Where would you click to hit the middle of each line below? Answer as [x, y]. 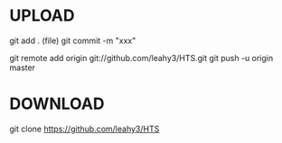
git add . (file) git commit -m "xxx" [73, 40]
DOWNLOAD [57, 104]
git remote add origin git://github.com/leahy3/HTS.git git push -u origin [141, 58]
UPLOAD [42, 16]
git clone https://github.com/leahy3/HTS [85, 129]
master [23, 67]
